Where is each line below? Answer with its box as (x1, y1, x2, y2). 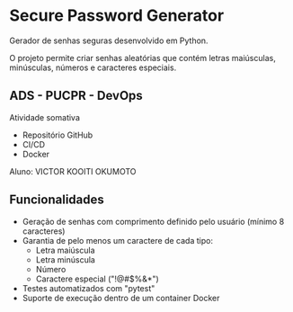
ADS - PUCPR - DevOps (9, 88, 144, 103)
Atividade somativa (9, 111, 81, 122)
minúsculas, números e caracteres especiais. (9, 62, 177, 73)
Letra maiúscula (35, 245, 96, 255)
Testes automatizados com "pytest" (22, 282, 155, 293)
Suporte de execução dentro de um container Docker (22, 292, 220, 303)
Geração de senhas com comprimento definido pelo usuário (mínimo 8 (22, 216, 285, 227)
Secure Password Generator (9, 5, 225, 26)
